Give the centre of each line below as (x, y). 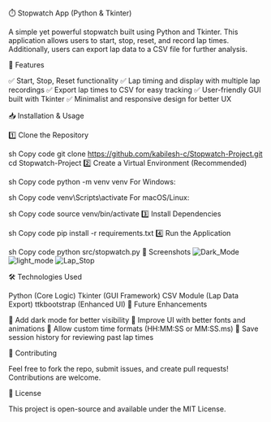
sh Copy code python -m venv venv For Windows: (92, 182)
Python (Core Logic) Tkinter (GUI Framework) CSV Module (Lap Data (124, 296)
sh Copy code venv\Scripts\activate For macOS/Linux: (99, 198)
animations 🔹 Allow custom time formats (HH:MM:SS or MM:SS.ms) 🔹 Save (133, 328)
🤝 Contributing (33, 353)
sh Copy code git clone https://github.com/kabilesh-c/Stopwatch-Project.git (135, 154)
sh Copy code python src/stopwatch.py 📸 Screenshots (100, 252)
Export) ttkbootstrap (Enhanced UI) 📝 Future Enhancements (108, 304)
